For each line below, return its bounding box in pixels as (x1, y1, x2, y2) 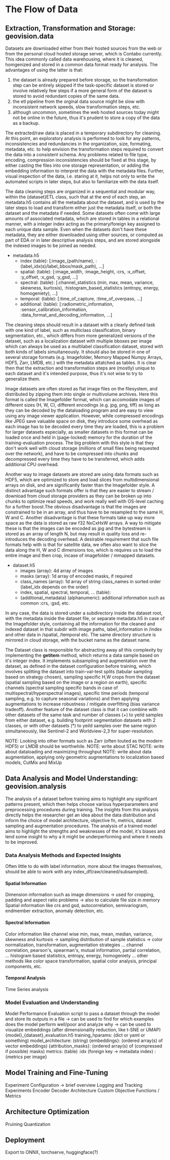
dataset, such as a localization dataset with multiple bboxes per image (5, 338, 152, 344)
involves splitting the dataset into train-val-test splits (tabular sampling (5, 668, 153, 674)
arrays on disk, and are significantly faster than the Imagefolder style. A (5, 482, 155, 488)
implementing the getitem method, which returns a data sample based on (5, 653, 159, 658)
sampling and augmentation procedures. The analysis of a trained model (5, 823, 157, 829)
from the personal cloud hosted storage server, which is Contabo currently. (5, 51, 162, 56)
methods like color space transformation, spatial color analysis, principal (5, 958, 157, 964)
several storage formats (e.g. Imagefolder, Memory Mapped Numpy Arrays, (5, 354, 163, 360)
